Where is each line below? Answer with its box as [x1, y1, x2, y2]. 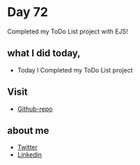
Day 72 [7, 4, 49, 20]
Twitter [17, 143, 38, 152]
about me [7, 125, 49, 136]
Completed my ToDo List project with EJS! [7, 27, 129, 36]
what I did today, [7, 47, 81, 59]
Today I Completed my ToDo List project [17, 65, 133, 74]
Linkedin [17, 150, 42, 159]
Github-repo [17, 104, 53, 113]
